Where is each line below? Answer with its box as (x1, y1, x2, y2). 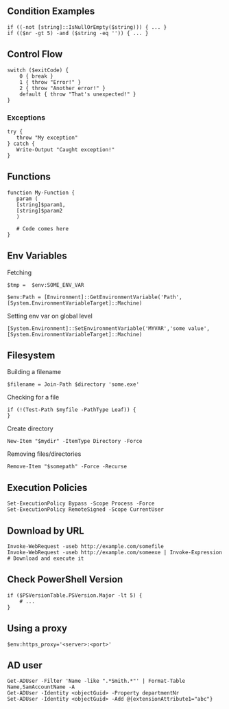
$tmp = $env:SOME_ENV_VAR (7, 281, 84, 288)
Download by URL (7, 525, 84, 536)
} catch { (7, 140, 36, 147)
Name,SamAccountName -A (7, 684, 75, 690)
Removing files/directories (7, 450, 82, 458)
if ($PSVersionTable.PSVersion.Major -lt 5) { (7, 591, 143, 599)
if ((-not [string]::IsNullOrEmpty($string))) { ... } (7, 23, 167, 30)
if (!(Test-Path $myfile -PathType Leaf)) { (7, 406, 136, 413)
